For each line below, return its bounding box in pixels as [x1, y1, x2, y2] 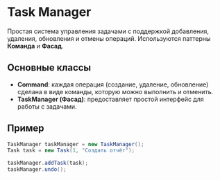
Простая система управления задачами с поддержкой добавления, [7, 27, 210, 35]
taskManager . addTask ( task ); [7, 160, 89, 167]
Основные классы [7, 62, 92, 73]
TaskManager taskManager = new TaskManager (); [7, 141, 144, 147]
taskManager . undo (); [7, 166, 67, 173]
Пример [7, 123, 44, 134]
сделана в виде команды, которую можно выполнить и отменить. [17, 87, 214, 96]
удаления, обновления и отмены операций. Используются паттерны [7, 34, 211, 42]
